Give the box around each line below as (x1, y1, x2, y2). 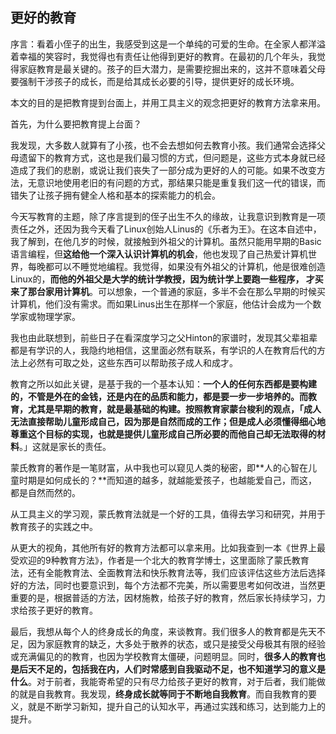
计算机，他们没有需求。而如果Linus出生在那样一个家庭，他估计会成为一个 (10, 298, 313, 310)
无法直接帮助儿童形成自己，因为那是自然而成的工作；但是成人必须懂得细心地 (10, 415, 326, 427)
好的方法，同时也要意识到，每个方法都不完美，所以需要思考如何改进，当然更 (10, 579, 326, 591)
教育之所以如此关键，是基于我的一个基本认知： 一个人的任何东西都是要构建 (10, 378, 317, 390)
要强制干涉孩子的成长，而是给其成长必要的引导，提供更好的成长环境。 (10, 75, 300, 87)
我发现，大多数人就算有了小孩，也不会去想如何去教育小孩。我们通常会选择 (10, 139, 317, 151)
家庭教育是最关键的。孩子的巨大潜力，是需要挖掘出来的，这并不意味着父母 (18, 63, 326, 75)
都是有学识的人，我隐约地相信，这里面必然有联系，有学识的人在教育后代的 (10, 344, 317, 356)
